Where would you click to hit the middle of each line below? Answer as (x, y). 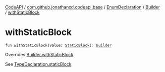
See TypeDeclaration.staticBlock (38, 64)
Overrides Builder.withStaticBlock (39, 54)
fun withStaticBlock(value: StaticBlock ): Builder (58, 45)
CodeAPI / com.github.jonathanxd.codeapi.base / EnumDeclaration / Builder (82, 7)
